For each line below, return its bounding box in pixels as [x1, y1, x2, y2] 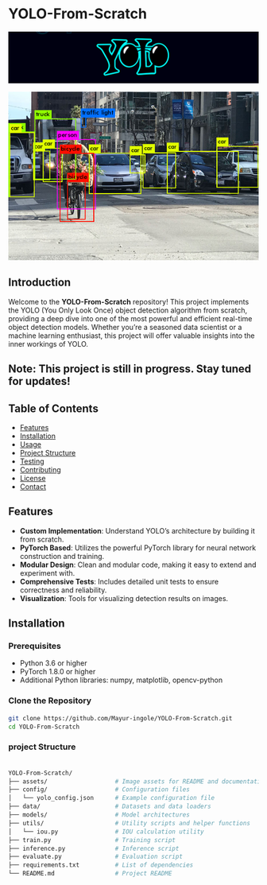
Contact [19, 482, 46, 491]
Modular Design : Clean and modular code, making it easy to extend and [19, 560, 257, 569]
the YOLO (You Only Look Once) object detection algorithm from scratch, [8, 305, 248, 315]
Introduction [8, 276, 72, 289]
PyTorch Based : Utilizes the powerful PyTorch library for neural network [19, 542, 257, 553]
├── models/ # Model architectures [8, 811, 191, 819]
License [19, 473, 46, 483]
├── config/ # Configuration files [8, 786, 191, 794]
